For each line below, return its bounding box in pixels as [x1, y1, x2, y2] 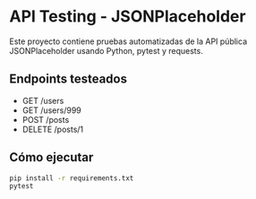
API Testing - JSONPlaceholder [9, 6, 246, 27]
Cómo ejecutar [9, 150, 94, 165]
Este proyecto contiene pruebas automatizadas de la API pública [9, 36, 248, 47]
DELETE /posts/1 [21, 124, 84, 134]
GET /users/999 [21, 105, 82, 116]
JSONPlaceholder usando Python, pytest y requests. [9, 45, 203, 56]
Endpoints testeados [9, 72, 128, 87]
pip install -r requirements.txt [9, 173, 134, 183]
